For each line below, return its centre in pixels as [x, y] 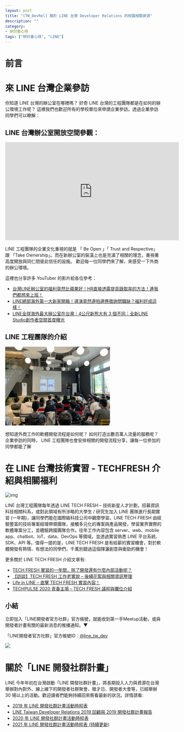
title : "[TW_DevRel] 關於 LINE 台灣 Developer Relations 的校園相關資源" [79, 16]
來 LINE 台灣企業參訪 [47, 88]
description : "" [22, 21]
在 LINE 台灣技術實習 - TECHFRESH [78, 469]
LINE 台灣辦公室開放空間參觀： [52, 133]
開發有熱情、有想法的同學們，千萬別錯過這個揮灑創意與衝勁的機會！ [79, 549]
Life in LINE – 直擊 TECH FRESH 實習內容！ [56, 582]
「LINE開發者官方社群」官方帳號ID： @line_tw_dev [57, 635]
